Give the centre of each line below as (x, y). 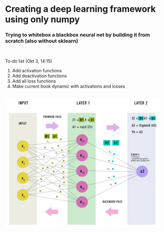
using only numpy (42, 19)
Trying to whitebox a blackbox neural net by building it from (78, 35)
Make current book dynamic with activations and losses (68, 87)
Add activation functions (37, 71)
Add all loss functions (34, 81)
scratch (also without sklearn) (42, 41)
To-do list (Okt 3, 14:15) (29, 61)
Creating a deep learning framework (81, 9)
